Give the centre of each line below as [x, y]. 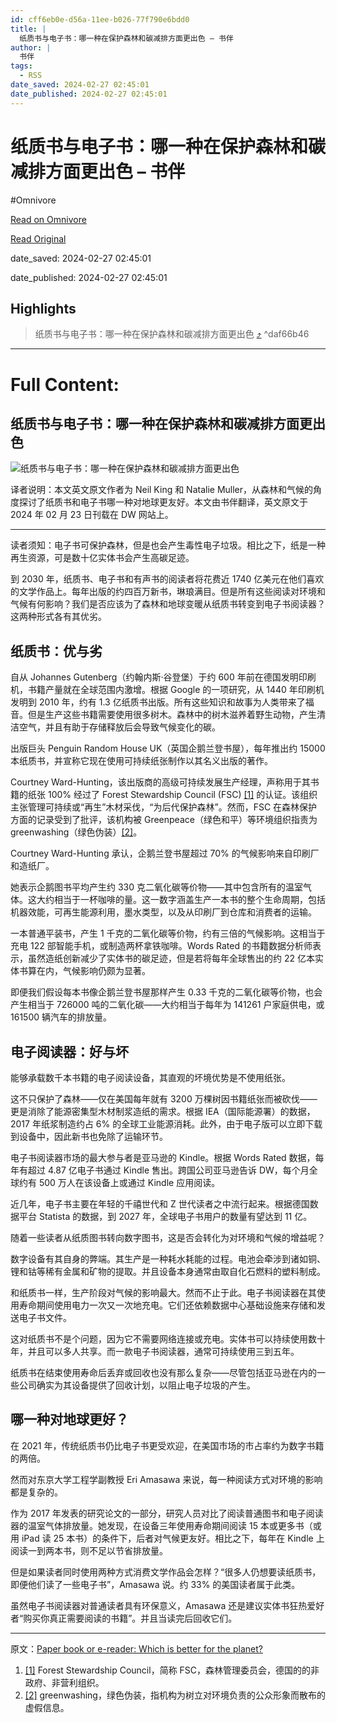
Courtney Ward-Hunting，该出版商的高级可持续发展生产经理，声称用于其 [160, 782]
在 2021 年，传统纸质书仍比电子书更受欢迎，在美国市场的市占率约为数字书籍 [167, 1445]
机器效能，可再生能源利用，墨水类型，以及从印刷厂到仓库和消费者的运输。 [163, 912]
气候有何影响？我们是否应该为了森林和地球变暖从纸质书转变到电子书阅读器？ [168, 604]
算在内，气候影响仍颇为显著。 [89, 971]
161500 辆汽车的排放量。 [61, 1017]
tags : [21, 66]
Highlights [43, 308]
